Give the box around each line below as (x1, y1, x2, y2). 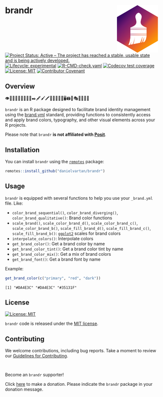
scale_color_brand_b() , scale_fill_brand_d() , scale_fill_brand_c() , (12, 225, 151, 231)
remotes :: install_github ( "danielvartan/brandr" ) (5, 169, 105, 174)
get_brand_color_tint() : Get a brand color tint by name (12, 246, 124, 252)
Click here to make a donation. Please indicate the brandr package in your (5, 381, 153, 387)
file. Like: (5, 200, 23, 206)
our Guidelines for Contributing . (5, 353, 68, 359)
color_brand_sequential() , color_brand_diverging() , (12, 209, 118, 215)
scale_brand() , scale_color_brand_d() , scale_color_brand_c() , (12, 220, 138, 226)
